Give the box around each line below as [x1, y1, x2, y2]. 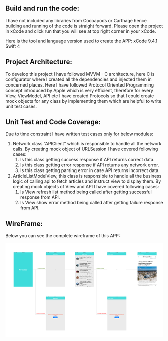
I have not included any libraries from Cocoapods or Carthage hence [5, 17, 147, 23]
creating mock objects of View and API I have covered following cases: [12, 184, 159, 190]
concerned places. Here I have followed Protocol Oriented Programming [5, 81, 154, 88]
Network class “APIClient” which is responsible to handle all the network [12, 141, 162, 147]
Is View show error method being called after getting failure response [20, 200, 163, 206]
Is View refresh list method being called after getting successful [20, 189, 152, 195]
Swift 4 [5, 43, 20, 49]
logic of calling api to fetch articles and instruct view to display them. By [12, 178, 161, 184]
